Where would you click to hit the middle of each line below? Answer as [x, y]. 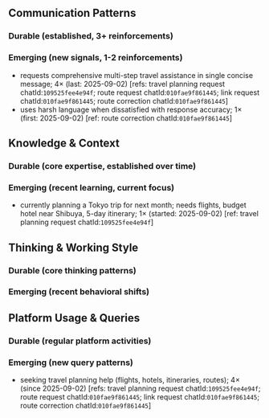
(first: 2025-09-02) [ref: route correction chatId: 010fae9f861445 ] [126, 118]
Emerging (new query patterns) [71, 363]
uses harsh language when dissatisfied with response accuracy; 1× [131, 109]
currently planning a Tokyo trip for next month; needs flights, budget [133, 205]
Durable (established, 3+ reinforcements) [91, 36]
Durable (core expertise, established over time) [102, 166]
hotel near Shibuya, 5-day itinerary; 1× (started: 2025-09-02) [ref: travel [139, 214]
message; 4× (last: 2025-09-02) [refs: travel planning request [122, 84]
